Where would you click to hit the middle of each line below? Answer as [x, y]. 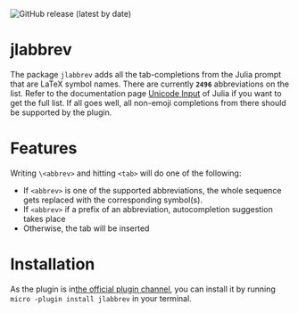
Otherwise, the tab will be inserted [86, 228]
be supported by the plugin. [61, 112]
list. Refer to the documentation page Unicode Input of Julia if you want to [146, 93]
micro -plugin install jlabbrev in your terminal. [101, 298]
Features [44, 148]
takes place [44, 218]
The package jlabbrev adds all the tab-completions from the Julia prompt [146, 74]
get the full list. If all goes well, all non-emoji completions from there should [148, 103]
